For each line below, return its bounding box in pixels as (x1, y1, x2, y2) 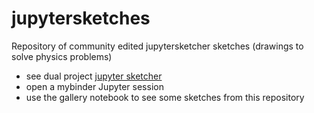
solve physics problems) (11, 50, 113, 62)
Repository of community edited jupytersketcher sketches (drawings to (11, 40, 304, 52)
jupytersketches (11, 7, 151, 30)
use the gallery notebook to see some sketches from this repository (25, 91, 305, 103)
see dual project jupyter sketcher (25, 70, 163, 82)
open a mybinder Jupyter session (25, 80, 164, 92)
